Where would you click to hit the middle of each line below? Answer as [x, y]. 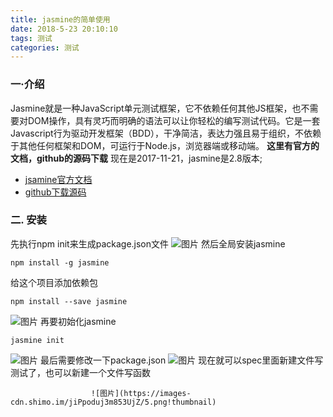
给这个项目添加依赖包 [54, 282]
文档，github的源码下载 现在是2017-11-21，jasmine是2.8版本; [136, 158]
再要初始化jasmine [78, 321]
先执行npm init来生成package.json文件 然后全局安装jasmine [148, 243]
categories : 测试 [45, 47]
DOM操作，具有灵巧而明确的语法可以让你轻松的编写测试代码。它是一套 [174, 120]
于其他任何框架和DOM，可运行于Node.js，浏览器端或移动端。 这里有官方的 [165, 145]
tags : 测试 [31, 38]
